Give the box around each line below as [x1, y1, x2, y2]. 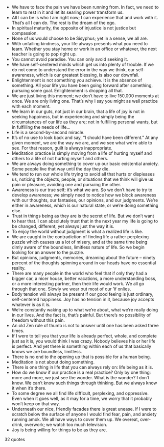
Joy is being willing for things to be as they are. [11, 427, 107, 433]
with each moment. [11, 103, 51, 109]
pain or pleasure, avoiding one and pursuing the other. [11, 182, 121, 187]
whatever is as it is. [11, 302, 51, 307]
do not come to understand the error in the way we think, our [11, 67, 135, 73]
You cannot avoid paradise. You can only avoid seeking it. [11, 56, 128, 62]
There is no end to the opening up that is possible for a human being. [11, 354, 151, 360]
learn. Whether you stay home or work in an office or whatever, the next [11, 46, 157, 52]
